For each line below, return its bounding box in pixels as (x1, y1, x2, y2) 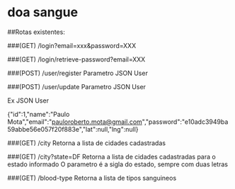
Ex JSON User (7, 96, 50, 105)
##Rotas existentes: (7, 28, 65, 36)
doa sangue (7, 4, 79, 21)
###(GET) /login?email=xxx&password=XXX (7, 41, 137, 50)
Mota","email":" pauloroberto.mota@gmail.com (7, 118, 143, 126)
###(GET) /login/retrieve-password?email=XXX (7, 55, 146, 64)
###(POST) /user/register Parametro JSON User (7, 69, 149, 77)
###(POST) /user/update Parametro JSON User (7, 82, 147, 91)
